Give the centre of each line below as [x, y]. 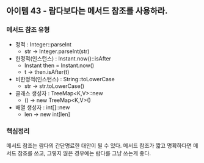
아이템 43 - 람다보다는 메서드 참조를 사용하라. [87, 11]
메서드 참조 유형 [28, 30]
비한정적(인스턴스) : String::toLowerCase [65, 79]
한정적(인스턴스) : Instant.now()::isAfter [63, 58]
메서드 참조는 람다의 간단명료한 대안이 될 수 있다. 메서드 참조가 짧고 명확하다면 [99, 145]
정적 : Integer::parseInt [43, 44]
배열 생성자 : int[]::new [42, 107]
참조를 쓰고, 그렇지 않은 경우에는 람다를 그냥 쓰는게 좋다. [84, 153]
